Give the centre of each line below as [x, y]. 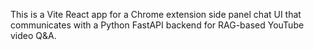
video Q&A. [33, 35]
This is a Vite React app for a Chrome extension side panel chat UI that [156, 14]
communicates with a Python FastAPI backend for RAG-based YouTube [157, 25]
